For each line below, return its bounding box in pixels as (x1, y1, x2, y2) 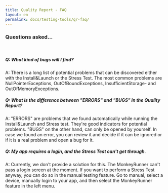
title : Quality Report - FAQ (5, 7, 67, 13)
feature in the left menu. (5, 183, 56, 189)
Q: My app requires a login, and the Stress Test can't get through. (5, 148, 146, 155)
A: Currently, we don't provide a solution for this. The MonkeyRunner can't (5, 161, 160, 167)
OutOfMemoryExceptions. (5, 86, 60, 92)
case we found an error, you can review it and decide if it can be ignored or (5, 131, 162, 137)
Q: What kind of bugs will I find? (5, 57, 74, 63)
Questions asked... (5, 33, 53, 41)
